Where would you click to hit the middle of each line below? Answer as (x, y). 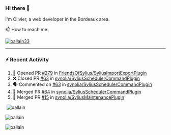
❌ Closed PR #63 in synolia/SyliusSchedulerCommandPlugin (76, 78)
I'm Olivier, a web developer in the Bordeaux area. (58, 19)
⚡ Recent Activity (27, 60)
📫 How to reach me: (27, 30)
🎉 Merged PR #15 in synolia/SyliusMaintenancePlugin (68, 97)
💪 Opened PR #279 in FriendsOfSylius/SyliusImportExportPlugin (80, 73)
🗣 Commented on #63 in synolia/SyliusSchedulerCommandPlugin (82, 84)
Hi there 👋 (18, 8)
